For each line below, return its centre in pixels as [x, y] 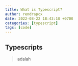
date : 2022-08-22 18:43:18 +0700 [39, 18]
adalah [24, 59]
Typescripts [24, 47]
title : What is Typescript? [34, 9]
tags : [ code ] [18, 28]
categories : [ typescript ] [31, 23]
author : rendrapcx [24, 14]
